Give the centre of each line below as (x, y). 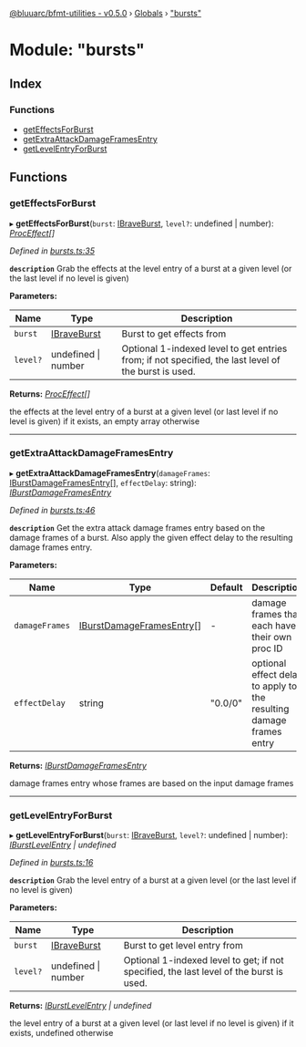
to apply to (275, 686)
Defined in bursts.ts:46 (52, 510)
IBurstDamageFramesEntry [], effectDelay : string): (103, 482)
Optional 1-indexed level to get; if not (204, 960)
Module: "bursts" (77, 50)
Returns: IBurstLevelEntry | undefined (81, 1006)
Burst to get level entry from (183, 946)
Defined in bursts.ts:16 (51, 863)
